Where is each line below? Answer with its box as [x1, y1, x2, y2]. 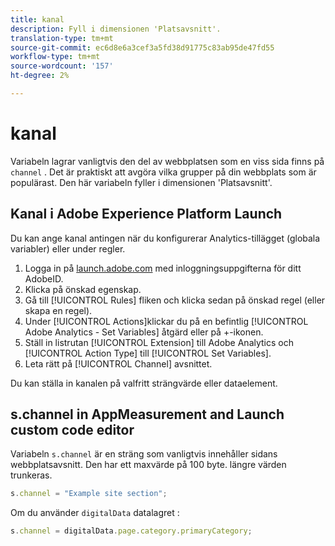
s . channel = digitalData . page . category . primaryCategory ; [10, 526, 253, 536]
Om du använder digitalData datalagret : [10, 507, 180, 519]
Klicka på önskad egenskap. [24, 283, 142, 295]
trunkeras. [10, 469, 53, 481]
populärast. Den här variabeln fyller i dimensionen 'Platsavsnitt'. [10, 176, 273, 188]
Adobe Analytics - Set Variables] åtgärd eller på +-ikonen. [24, 326, 264, 338]
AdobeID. [24, 272, 64, 285]
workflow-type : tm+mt [10, 52, 101, 62]
